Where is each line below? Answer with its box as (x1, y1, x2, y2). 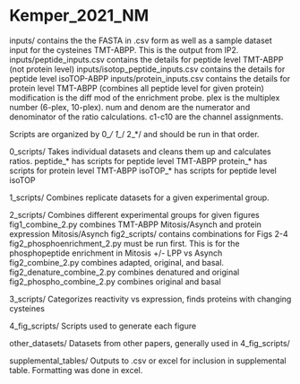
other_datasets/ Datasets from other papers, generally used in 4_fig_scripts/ (9, 337, 291, 348)
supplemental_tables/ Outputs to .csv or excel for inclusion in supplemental (9, 355, 287, 366)
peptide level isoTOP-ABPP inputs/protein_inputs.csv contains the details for (9, 73, 291, 83)
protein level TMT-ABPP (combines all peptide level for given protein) (9, 83, 264, 93)
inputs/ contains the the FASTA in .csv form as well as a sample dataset (9, 35, 273, 46)
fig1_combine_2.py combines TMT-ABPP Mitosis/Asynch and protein (9, 219, 262, 230)
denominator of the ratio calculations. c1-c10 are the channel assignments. (9, 111, 284, 122)
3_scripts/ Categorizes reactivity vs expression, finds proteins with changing (9, 293, 292, 304)
